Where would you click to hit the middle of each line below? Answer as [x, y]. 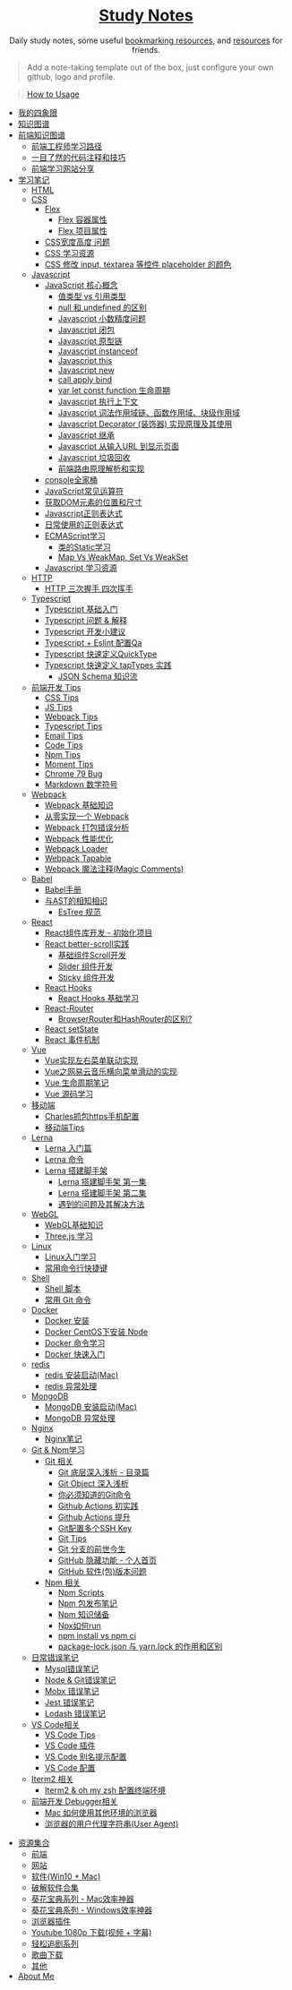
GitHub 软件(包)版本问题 [103, 1571]
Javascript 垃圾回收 [94, 457]
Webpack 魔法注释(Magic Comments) [114, 869]
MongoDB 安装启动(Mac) [90, 1406]
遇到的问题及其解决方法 [101, 1204]
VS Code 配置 [70, 1767]
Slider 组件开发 [86, 966]
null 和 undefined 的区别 [103, 307]
